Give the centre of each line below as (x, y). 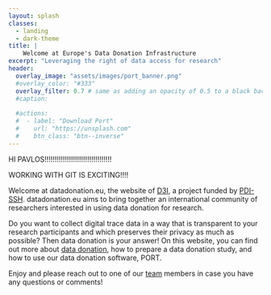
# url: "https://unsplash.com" (73, 129)
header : (21, 69)
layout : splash (34, 16)
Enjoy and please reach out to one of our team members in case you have (131, 273)
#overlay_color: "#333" (55, 83)
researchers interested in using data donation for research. (106, 208)
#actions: (32, 114)
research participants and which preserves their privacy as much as (121, 232)
